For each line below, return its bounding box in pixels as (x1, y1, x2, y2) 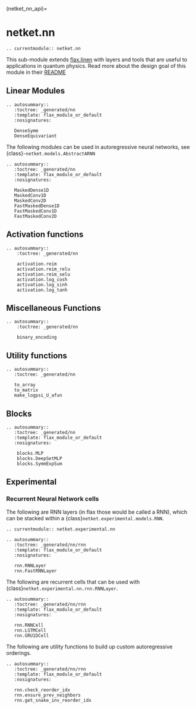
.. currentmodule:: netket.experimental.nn (6, 526, 116, 532)
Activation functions (6, 229, 84, 240)
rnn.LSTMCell (14, 627, 46, 633)
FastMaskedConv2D (14, 213, 58, 219)
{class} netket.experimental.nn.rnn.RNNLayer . (6, 585, 118, 592)
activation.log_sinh (17, 282, 68, 288)
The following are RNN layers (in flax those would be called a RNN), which (6, 508, 188, 516)
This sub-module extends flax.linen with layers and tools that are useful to (6, 56, 188, 63)
